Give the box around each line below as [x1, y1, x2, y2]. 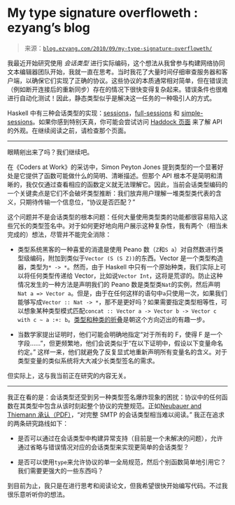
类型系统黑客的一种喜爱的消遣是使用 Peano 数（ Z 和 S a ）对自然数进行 [17, 245, 218, 253]
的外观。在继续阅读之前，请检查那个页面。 [7, 126, 130, 135]
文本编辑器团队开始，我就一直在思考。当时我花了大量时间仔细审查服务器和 [7, 67, 222, 76]
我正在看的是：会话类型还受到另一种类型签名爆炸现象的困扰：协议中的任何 [7, 393, 222, 401]
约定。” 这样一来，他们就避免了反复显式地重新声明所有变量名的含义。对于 [17, 347, 227, 356]
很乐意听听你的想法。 [7, 490, 69, 499]
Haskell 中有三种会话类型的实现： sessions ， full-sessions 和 [7, 109, 180, 117]
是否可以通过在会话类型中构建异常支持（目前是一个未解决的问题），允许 [17, 433, 223, 443]
